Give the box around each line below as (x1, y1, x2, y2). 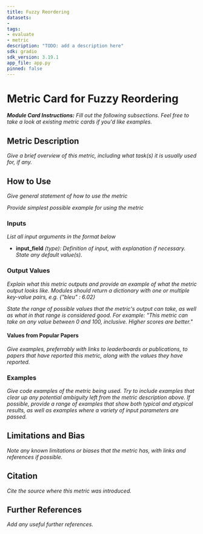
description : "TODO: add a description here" (7, 43, 124, 49)
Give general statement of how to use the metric (7, 192, 128, 199)
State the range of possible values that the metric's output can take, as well (7, 305, 196, 312)
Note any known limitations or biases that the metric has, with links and (7, 446, 187, 454)
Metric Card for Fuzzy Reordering (7, 92, 179, 105)
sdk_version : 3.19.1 (7, 54, 59, 60)
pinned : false (7, 65, 43, 72)
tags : (7, 26, 21, 32)
